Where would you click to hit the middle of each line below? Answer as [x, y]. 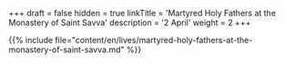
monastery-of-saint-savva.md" [66, 50]
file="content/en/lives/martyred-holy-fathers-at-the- [154, 40]
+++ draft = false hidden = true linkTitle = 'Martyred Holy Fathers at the [142, 13]
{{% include [31, 40]
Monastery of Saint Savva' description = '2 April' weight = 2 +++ [130, 23]
